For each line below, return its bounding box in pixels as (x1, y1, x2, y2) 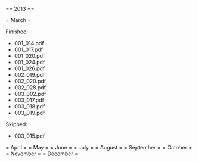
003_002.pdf (14, 91, 47, 97)
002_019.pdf (14, 71, 45, 78)
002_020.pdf (14, 77, 46, 85)
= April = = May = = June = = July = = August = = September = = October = (5, 144, 193, 151)
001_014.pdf (14, 40, 44, 46)
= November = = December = (5, 150, 79, 157)
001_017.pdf (14, 46, 43, 53)
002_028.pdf (14, 84, 46, 91)
